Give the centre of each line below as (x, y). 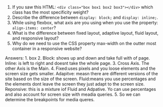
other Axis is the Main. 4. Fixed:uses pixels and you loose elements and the (80, 68)
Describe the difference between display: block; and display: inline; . (85, 17)
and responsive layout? (35, 38)
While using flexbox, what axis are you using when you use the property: (85, 22)
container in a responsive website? (47, 49)
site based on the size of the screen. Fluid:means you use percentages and (80, 79)
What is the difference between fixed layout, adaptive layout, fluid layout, (85, 33)
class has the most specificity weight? (50, 12)
